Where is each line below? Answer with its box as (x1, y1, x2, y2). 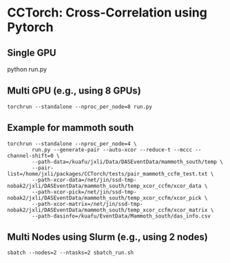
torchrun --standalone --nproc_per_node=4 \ (7, 140, 137, 147)
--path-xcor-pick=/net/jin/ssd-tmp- (32, 188, 137, 196)
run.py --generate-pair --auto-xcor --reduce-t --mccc (32, 146, 193, 153)
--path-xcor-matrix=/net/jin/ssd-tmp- (32, 200, 143, 207)
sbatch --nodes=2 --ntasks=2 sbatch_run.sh (7, 249, 134, 256)
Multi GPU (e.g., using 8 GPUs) (7, 85, 141, 97)
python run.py (7, 65, 47, 73)
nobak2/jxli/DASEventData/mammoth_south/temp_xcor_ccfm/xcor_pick (7, 194, 202, 201)
